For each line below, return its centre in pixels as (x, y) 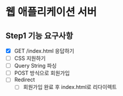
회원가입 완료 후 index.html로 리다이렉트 (70, 87)
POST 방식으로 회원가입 (42, 73)
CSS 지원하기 (30, 58)
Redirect (24, 80)
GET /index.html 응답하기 (44, 51)
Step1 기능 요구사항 (40, 36)
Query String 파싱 (35, 66)
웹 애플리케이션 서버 (51, 12)
